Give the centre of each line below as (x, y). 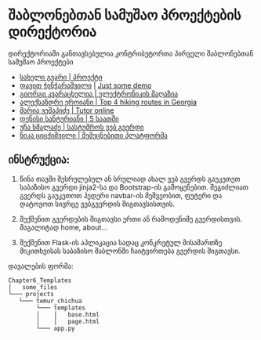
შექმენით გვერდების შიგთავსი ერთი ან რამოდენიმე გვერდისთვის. (131, 219)
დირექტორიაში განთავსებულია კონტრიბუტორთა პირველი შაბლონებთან (131, 53)
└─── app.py (56, 328)
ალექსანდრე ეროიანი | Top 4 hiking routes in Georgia (108, 102)
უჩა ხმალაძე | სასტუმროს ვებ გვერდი (82, 127)
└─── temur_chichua (50, 301)
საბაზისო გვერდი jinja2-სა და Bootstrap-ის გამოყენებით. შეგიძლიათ (134, 187)
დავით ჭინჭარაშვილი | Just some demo (85, 85)
